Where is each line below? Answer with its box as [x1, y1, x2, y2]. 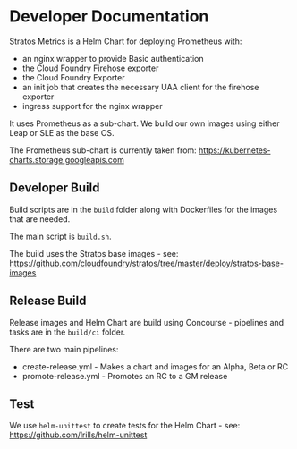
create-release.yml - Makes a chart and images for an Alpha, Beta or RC [21, 360, 289, 372]
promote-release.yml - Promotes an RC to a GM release [21, 370, 228, 381]
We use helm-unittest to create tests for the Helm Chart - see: [9, 420, 241, 431]
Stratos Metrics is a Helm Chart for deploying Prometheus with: [9, 36, 242, 47]
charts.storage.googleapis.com [9, 154, 125, 165]
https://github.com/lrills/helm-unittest [9, 429, 148, 440]
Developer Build [9, 181, 100, 196]
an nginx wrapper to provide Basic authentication [21, 53, 204, 64]
